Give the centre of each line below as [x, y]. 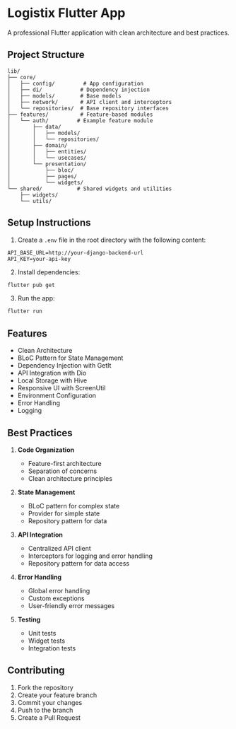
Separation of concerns [63, 471]
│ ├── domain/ [38, 145]
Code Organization [46, 450]
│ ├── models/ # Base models [64, 96]
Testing [29, 619]
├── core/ [22, 77]
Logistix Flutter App [66, 13]
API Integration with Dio [52, 373]
